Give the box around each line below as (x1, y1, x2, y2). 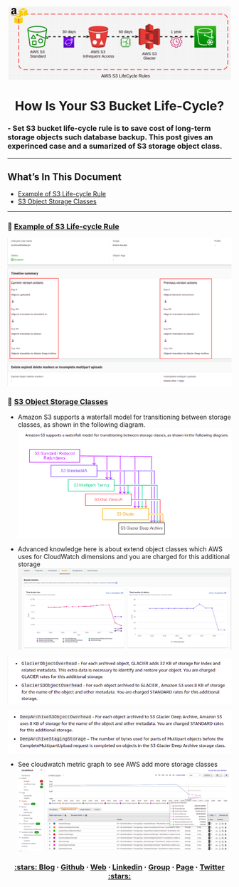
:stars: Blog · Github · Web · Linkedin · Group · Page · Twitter (14, 862, 225, 872)
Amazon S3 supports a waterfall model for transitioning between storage (17, 413, 231, 422)
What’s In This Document (7, 171, 122, 183)
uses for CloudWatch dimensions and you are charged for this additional (17, 552, 230, 561)
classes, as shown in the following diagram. (17, 420, 146, 429)
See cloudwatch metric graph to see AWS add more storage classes (17, 760, 218, 769)
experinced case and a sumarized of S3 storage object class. (7, 142, 223, 152)
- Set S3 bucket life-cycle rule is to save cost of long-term (7, 124, 211, 134)
